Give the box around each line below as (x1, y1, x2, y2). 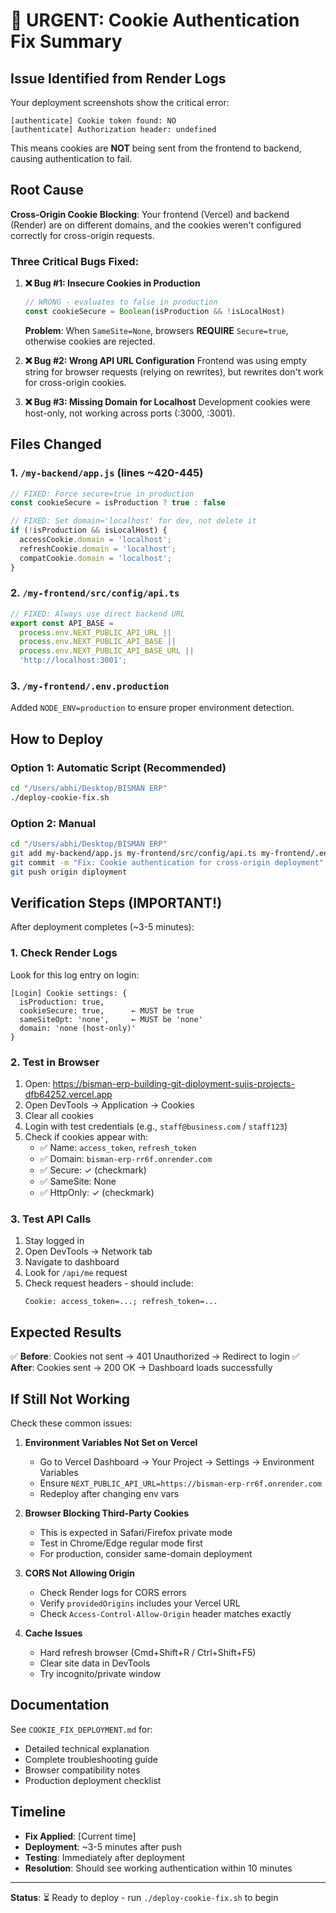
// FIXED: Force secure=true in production (10, 489, 195, 499)
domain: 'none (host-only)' (19, 1023, 137, 1033)
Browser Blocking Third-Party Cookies (24, 1507, 189, 1519)
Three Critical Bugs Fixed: (10, 254, 140, 268)
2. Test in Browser (10, 1055, 100, 1069)
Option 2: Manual (10, 816, 97, 830)
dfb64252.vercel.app (24, 1089, 113, 1101)
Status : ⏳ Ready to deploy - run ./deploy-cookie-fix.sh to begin (10, 1891, 279, 1903)
